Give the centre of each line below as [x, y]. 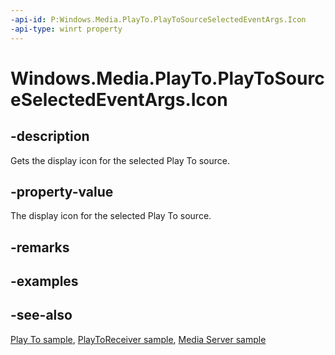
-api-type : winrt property [66, 29]
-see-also [41, 315]
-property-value [62, 191]
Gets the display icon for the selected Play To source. [120, 160]
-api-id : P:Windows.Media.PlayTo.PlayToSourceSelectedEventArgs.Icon [158, 19]
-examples [44, 281]
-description [50, 136]
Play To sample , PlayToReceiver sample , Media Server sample [138, 339]
